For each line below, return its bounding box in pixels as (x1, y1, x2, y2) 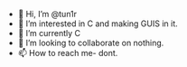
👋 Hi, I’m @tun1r (17, 9, 78, 19)
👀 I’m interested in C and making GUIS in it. (17, 18, 178, 29)
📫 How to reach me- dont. (17, 48, 118, 58)
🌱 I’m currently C (17, 28, 81, 38)
